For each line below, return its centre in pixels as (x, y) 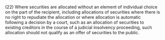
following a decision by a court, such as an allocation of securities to (75, 22)
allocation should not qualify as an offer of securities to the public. (72, 33)
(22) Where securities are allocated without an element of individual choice (81, 7)
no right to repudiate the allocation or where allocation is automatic (73, 17)
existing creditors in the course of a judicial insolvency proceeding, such (79, 27)
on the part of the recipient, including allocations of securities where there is (82, 12)
